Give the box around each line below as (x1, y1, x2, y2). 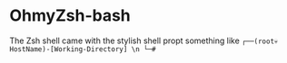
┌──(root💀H (242, 37, 279, 46)
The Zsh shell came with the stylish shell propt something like (9, 35, 241, 46)
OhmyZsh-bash (9, 5, 132, 26)
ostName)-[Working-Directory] (9, 44, 128, 54)
